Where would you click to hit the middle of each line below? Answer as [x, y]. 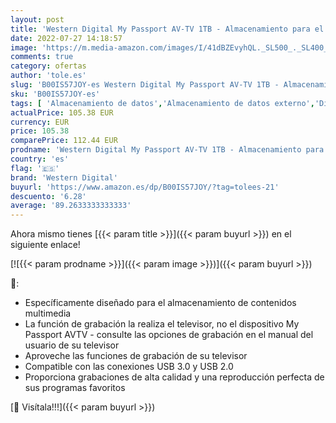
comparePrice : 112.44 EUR [64, 141]
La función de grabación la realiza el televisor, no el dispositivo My [162, 324]
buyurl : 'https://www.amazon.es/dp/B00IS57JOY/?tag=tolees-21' [145, 187]
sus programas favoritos [75, 388]
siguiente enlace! [45, 245]
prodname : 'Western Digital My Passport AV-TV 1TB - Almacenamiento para [167, 150]
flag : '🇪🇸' [35, 168]
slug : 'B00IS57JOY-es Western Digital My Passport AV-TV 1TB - [145, 85]
